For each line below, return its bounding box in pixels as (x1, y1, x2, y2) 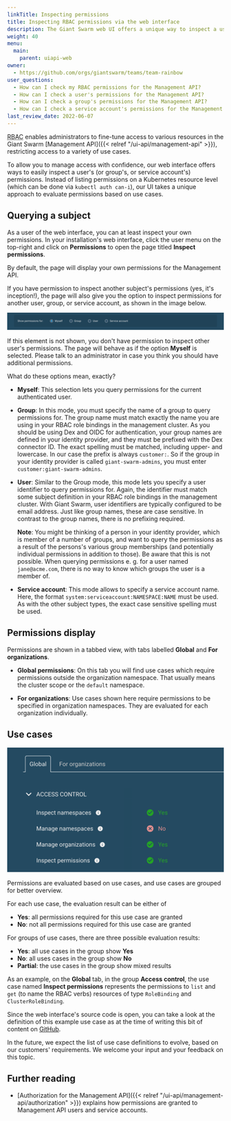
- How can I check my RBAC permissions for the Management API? (13, 83, 201, 91)
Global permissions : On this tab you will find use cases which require (16, 666, 215, 675)
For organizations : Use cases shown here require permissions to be (16, 694, 211, 702)
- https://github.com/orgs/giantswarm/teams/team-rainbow (13, 69, 184, 76)
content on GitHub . (7, 1025, 61, 1033)
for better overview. (7, 886, 63, 895)
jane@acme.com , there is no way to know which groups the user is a (16, 565, 205, 573)
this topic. (7, 1053, 36, 1061)
